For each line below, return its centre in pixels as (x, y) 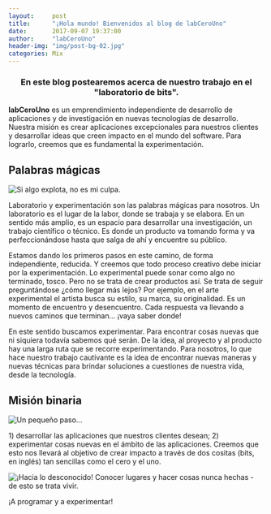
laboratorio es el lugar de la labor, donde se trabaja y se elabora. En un (127, 214)
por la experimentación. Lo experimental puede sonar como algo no (122, 273)
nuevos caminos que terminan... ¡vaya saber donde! (95, 316)
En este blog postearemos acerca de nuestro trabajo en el (136, 82)
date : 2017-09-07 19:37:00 (65, 31)
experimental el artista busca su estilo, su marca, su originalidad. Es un (127, 299)
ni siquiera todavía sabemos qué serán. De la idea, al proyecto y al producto (135, 340)
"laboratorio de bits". (136, 92)
